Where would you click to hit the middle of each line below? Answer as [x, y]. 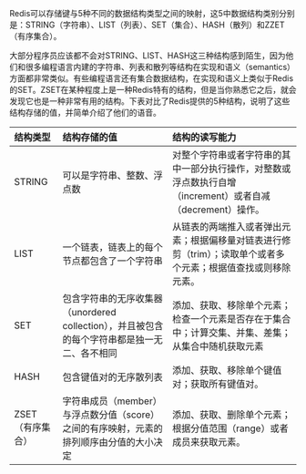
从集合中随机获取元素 [218, 346]
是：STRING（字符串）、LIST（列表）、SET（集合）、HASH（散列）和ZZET [147, 25]
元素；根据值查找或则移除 [236, 268]
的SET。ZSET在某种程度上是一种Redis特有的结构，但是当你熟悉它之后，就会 [153, 90]
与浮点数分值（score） [111, 415]
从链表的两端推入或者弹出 [227, 227]
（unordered [89, 312]
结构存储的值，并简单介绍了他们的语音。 [85, 113]
